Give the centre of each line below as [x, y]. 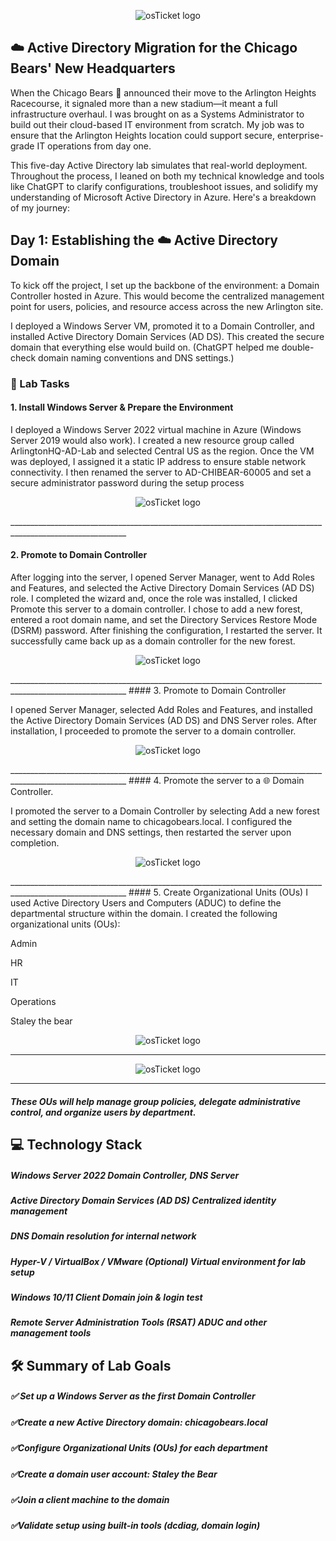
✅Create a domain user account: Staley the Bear [114, 1474]
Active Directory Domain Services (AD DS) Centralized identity [143, 1200]
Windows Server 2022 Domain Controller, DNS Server [125, 1175]
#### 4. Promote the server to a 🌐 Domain [216, 780]
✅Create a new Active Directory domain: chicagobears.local [139, 1422]
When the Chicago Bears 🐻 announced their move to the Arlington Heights [163, 92]
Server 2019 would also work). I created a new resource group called [152, 440]
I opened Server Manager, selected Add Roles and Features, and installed [161, 709]
